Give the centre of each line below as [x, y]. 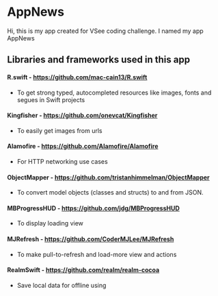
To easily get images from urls [59, 130]
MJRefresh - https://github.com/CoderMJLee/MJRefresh [91, 239]
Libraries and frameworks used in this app [98, 60]
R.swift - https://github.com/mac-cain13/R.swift [77, 77]
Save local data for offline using [62, 285]
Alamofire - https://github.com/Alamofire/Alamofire [83, 146]
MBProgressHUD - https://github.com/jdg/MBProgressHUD [93, 208]
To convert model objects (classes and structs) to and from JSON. [110, 193]
